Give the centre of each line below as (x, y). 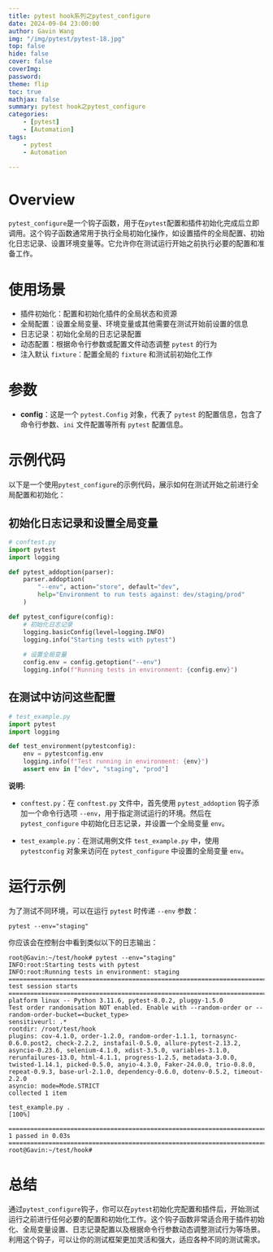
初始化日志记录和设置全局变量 (83, 523)
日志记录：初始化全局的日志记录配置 (81, 334)
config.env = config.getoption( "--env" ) (92, 663)
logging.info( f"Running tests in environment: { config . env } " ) (130, 670)
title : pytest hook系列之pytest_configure (80, 16)
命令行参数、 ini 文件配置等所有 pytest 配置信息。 (104, 425)
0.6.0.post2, (30, 1043)
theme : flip (28, 84)
